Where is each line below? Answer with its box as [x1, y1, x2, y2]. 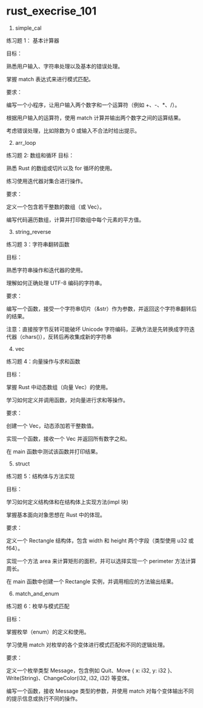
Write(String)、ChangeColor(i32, [6, 674, 88, 681]
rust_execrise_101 [6, 4, 97, 18]
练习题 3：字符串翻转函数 [6, 241, 70, 248]
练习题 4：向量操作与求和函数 [6, 358, 81, 365]
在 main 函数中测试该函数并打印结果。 [6, 447, 101, 455]
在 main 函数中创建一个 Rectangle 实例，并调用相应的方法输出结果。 [6, 578, 177, 585]
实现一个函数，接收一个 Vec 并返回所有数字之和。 [6, 435, 130, 442]
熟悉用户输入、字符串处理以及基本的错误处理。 [6, 62, 123, 70]
